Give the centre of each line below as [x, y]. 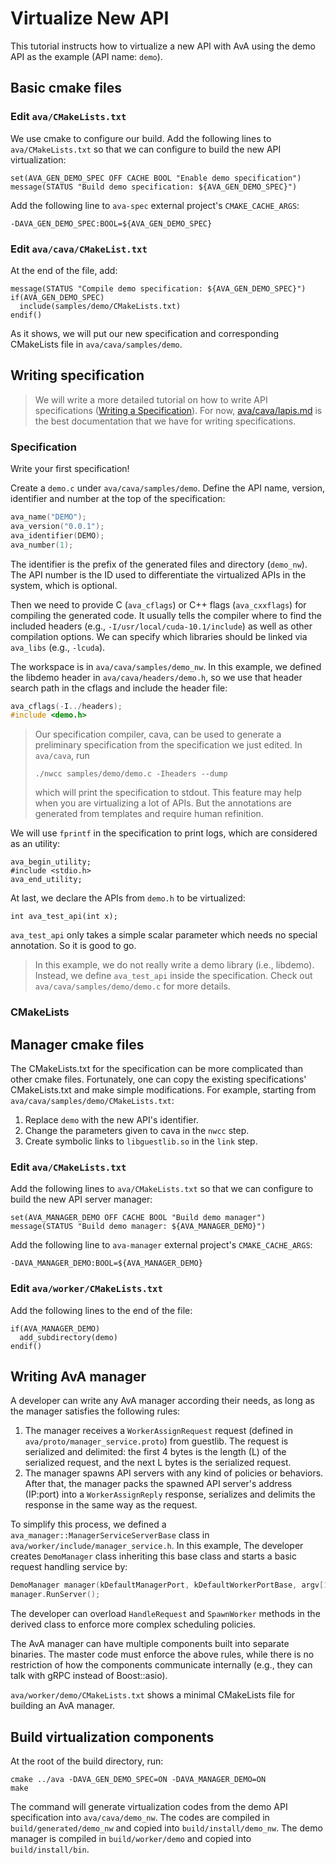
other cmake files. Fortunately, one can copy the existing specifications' [158, 1079]
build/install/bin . [50, 1849]
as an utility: [35, 844]
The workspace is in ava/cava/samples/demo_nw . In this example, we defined [166, 666]
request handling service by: [69, 1567]
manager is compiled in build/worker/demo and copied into [131, 1838]
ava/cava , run [62, 756]
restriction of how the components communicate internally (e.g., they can [161, 1665]
